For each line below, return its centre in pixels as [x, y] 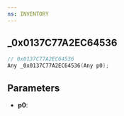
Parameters [34, 88]
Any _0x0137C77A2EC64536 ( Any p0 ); [58, 66]
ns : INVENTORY [28, 14]
